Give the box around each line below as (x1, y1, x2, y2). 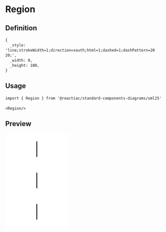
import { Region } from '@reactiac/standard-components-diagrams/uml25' (5, 96, 162, 101)
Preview (5, 120, 32, 128)
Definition (5, 24, 37, 32)
